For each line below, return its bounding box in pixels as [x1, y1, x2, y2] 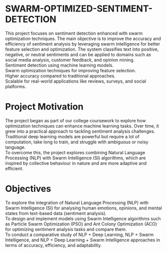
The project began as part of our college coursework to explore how [5, 117, 146, 123]
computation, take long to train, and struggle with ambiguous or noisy [5, 139, 148, 145]
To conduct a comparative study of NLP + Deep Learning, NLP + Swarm [5, 231, 154, 237]
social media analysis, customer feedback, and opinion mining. [5, 57, 135, 63]
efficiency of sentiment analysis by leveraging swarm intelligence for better [5, 41, 160, 47]
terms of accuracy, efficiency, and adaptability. [5, 242, 102, 248]
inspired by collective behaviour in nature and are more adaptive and [5, 160, 147, 166]
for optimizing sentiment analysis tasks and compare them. [5, 226, 127, 232]
